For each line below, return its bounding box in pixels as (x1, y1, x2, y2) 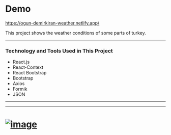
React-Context (12, 64, 44, 70)
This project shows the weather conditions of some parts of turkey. (5, 30, 146, 36)
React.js (12, 59, 30, 65)
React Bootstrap (12, 70, 47, 76)
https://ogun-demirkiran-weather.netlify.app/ (5, 20, 100, 26)
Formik (12, 86, 27, 92)
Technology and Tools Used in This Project (5, 47, 113, 54)
